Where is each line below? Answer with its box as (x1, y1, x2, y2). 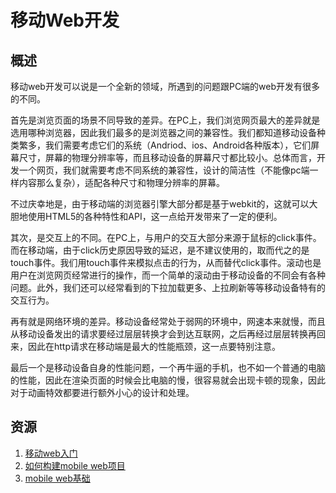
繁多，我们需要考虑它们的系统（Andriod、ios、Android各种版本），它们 (18, 139, 312, 151)
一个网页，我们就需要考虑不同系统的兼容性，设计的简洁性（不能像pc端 (18, 164, 310, 176)
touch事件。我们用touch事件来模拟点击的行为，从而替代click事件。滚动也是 (10, 257, 322, 268)
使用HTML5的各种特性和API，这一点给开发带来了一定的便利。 (27, 211, 283, 222)
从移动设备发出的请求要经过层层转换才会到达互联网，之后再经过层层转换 (10, 328, 308, 340)
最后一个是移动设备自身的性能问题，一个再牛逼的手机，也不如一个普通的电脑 (10, 362, 326, 373)
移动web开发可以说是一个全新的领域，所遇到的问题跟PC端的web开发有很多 (10, 81, 321, 92)
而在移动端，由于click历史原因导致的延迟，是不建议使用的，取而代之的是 (10, 244, 310, 256)
